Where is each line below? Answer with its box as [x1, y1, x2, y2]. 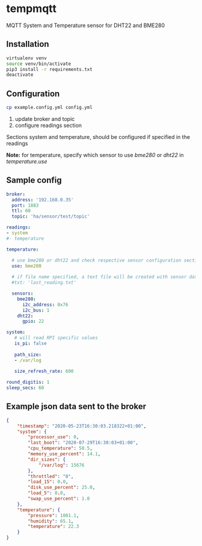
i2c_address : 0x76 [22, 301, 69, 308]
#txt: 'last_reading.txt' [11, 280, 77, 286]
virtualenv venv [6, 55, 47, 61]
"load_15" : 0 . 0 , [28, 479, 69, 485]
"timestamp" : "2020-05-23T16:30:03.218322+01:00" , [17, 423, 147, 429]
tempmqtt [6, 2, 57, 16]
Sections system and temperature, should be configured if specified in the [6, 133, 191, 140]
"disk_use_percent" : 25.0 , [28, 485, 96, 491]
